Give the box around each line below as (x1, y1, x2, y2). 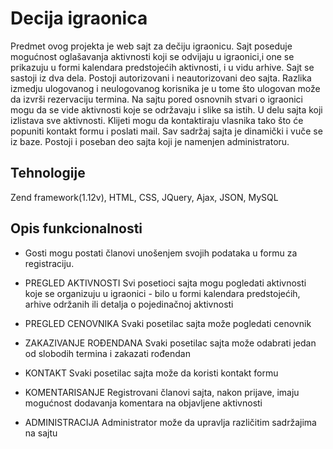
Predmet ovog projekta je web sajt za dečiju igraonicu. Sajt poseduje (10, 40, 293, 52)
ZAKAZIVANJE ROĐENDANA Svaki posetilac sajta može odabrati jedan (24, 337, 317, 349)
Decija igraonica (10, 7, 148, 30)
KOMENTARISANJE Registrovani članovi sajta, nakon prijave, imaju (24, 386, 300, 398)
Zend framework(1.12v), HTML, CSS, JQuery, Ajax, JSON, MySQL (10, 191, 279, 203)
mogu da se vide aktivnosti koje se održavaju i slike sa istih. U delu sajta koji (10, 103, 323, 116)
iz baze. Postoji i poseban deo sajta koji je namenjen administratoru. (10, 135, 290, 147)
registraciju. (24, 257, 75, 269)
